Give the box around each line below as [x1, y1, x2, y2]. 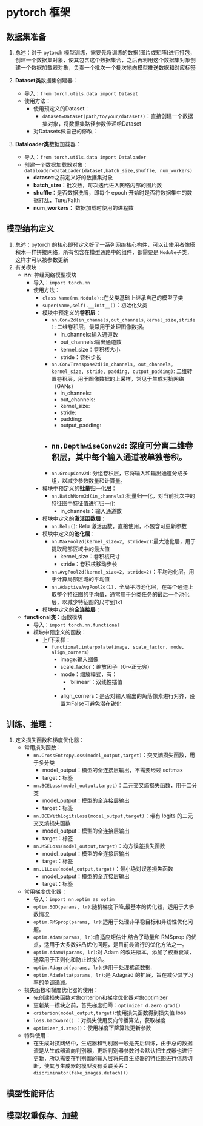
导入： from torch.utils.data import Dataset [24, 90, 138, 97]
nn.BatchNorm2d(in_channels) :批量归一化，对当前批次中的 [51, 492, 196, 499]
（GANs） [51, 383, 77, 390]
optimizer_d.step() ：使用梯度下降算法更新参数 [33, 1024, 151, 1031]
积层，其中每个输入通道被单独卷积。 [51, 452, 187, 463]
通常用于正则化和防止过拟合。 [33, 956, 108, 963]
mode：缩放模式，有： [60, 671, 118, 678]
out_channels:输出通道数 [60, 338, 122, 346]
